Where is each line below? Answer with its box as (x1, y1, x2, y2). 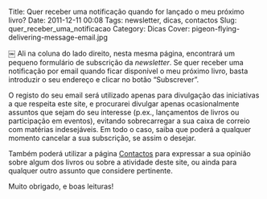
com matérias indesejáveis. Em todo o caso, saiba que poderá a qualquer (8, 125, 252, 134)
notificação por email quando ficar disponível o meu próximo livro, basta (8, 66, 249, 76)
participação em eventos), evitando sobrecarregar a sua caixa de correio (8, 116, 251, 126)
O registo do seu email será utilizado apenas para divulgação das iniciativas (8, 90, 260, 100)
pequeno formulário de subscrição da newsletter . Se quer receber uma (8, 58, 244, 67)
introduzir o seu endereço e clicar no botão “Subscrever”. (8, 75, 199, 84)
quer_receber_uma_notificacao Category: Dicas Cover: (8, 24, 191, 33)
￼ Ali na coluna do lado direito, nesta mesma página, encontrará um (8, 48, 236, 58)
